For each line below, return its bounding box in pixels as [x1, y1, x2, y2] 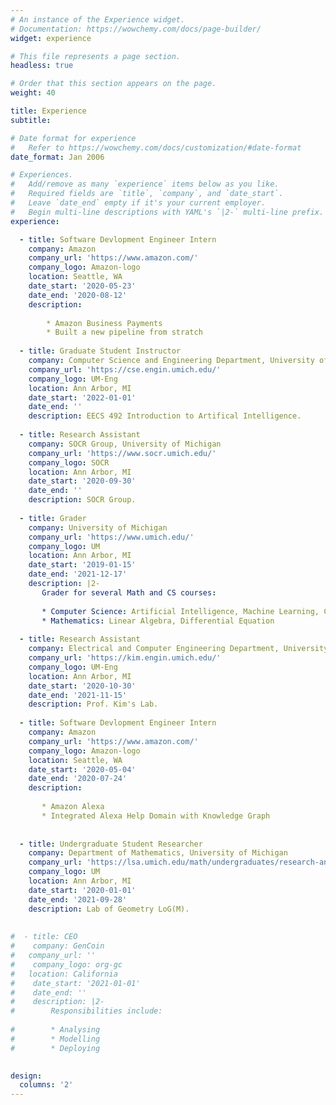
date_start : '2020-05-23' [28, 281, 137, 291]
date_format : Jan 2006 [10, 152, 105, 162]
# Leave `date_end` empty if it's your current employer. [10, 198, 267, 208]
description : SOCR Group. [28, 495, 137, 505]
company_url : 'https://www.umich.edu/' [28, 532, 195, 542]
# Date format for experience [10, 133, 137, 143]
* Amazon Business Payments [46, 318, 163, 328]
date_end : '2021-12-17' [28, 569, 128, 580]
